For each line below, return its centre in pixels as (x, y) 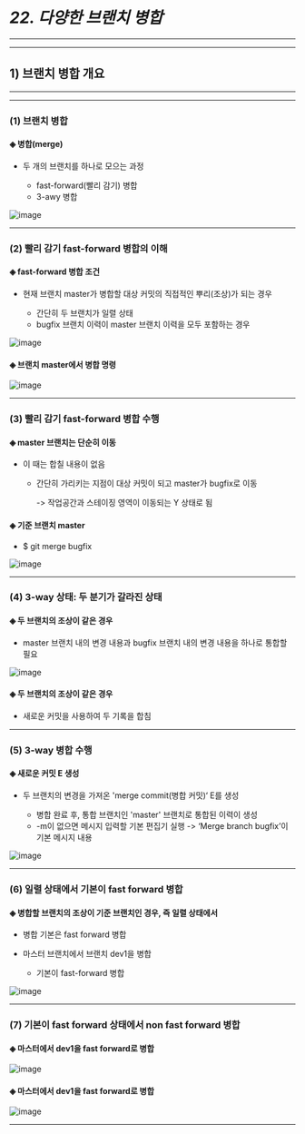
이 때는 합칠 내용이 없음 (64, 464)
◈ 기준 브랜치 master (47, 525)
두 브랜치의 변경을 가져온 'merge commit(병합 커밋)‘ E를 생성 (131, 795)
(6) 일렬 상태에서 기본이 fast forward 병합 (96, 889)
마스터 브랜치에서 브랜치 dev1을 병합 (87, 954)
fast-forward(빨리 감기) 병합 (87, 185)
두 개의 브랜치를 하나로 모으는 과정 (83, 166)
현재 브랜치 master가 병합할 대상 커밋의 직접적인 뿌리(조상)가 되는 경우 (147, 294)
